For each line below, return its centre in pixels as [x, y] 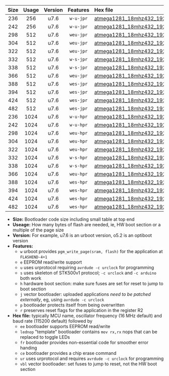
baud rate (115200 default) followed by [52, 321]
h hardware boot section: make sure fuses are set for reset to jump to [92, 284]
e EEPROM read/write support [51, 262]
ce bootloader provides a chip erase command [68, 353]
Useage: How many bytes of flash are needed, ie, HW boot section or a [87, 225]
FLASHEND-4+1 [34, 257]
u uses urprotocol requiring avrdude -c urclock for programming [87, 267]
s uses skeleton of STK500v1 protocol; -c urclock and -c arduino [88, 273]
